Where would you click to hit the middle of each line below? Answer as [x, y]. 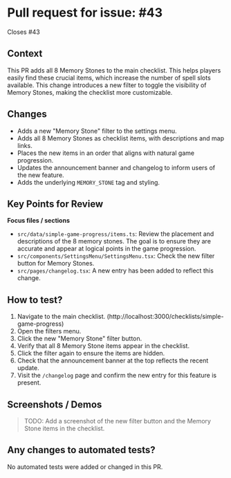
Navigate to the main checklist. [61, 317]
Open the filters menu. [49, 331]
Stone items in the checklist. [64, 428]
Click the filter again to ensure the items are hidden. [91, 353]
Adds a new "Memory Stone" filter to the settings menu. [97, 131]
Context [25, 54]
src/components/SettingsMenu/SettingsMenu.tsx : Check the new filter [116, 256]
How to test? [35, 300]
